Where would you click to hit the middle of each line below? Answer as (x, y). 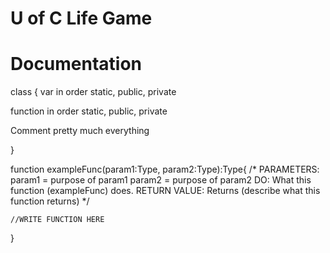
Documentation (76, 64)
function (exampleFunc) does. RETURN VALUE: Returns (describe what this (165, 191)
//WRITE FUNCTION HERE (57, 220)
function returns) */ (50, 201)
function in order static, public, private (89, 111)
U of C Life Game (81, 18)
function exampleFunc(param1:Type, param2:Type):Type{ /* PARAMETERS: (165, 169)
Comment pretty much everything (80, 131)
